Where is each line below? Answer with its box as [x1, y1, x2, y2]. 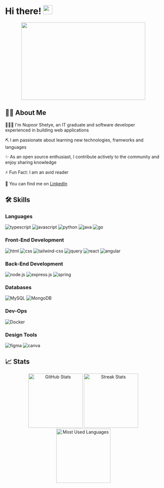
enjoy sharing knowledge [5, 159, 57, 165]
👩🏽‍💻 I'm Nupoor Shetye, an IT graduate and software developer [5, 122, 135, 127]
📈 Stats [5, 358, 30, 366]
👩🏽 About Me [5, 109, 47, 117]
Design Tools [5, 331, 37, 338]
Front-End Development [5, 237, 64, 244]
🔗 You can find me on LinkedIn [5, 181, 68, 186]
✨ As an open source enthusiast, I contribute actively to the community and [5, 154, 160, 160]
